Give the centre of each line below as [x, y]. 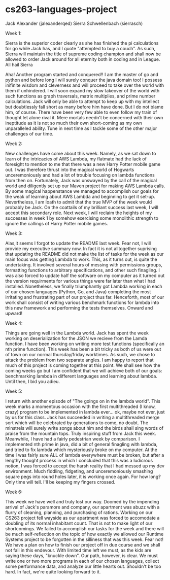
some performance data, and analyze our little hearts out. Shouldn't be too [83, 566]
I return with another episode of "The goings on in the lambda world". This [83, 401]
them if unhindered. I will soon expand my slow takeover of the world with [82, 90]
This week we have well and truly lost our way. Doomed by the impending [82, 501]
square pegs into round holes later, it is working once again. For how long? [83, 476]
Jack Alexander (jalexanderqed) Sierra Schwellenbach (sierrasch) [74, 23]
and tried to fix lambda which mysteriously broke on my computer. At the [81, 450]
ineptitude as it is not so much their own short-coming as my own [74, 123]
